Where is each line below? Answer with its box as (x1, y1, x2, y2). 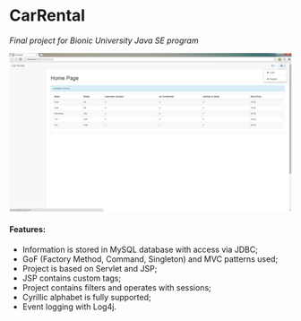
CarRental (9, 5, 86, 26)
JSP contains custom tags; (21, 273, 122, 283)
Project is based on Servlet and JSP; (21, 263, 158, 273)
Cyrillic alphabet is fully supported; (21, 291, 151, 302)
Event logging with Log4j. (21, 301, 116, 312)
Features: (9, 224, 47, 235)
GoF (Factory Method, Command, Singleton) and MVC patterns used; (21, 253, 279, 265)
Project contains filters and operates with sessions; (21, 282, 212, 292)
